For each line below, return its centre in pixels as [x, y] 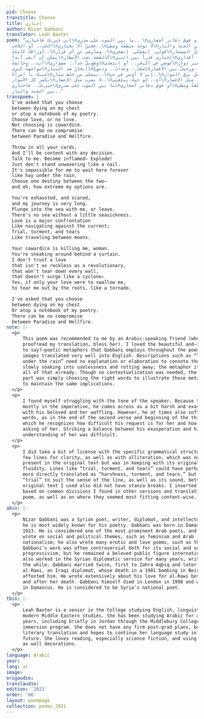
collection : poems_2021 [36, 706]
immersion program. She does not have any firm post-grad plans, [107, 627]
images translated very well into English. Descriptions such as [107, 356]
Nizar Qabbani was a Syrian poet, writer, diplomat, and [96, 520]
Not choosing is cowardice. [47, 125]
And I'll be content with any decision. [63, 153]
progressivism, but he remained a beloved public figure [96, 554]
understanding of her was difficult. [70, 435]
